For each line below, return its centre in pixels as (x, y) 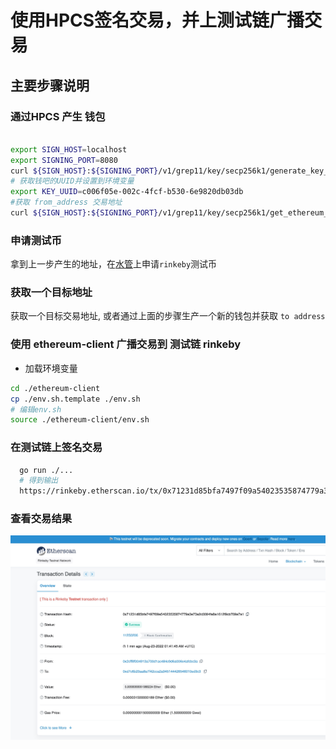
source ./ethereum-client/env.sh (80, 420)
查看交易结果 (41, 519)
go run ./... (46, 470)
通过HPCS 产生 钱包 (58, 116)
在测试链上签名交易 (56, 448)
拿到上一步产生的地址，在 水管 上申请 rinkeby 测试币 (114, 264)
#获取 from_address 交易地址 (66, 202)
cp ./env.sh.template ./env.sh (75, 399)
